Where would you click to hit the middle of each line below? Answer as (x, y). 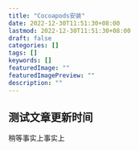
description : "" (35, 83)
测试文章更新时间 (51, 117)
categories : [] (34, 46)
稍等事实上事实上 (37, 138)
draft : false (30, 38)
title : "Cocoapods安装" (47, 16)
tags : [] (23, 53)
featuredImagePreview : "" (51, 75)
